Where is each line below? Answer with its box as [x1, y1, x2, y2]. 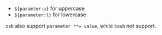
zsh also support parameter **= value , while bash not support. [5, 23, 157, 29]
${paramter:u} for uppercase [14, 5, 85, 12]
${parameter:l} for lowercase [14, 11, 86, 18]
